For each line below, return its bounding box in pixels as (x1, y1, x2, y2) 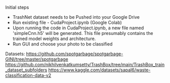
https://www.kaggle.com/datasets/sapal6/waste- (48, 67, 151, 73)
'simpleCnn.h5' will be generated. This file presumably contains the (12, 30, 153, 36)
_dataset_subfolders (5, 67, 48, 73)
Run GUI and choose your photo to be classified (12, 41, 113, 47)
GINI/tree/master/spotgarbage (5, 56, 68, 62)
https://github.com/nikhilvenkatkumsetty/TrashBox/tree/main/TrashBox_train (5, 62, 165, 67)
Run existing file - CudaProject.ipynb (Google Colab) (12, 20, 122, 25)
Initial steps (5, 5, 29, 10)
